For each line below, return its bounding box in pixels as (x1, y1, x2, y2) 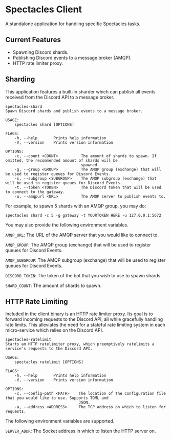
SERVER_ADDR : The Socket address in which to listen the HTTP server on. (5, 428, 156, 434)
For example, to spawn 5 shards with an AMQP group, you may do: (5, 203, 146, 209)
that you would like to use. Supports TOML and (5, 395, 109, 401)
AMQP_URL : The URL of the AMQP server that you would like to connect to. (5, 232, 159, 238)
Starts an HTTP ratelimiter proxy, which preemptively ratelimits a (5, 341, 155, 347)
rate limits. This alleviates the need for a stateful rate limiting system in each (5, 322, 165, 328)
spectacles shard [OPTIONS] (14, 122, 74, 127)
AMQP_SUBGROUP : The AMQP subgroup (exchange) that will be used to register (5, 257, 166, 263)
